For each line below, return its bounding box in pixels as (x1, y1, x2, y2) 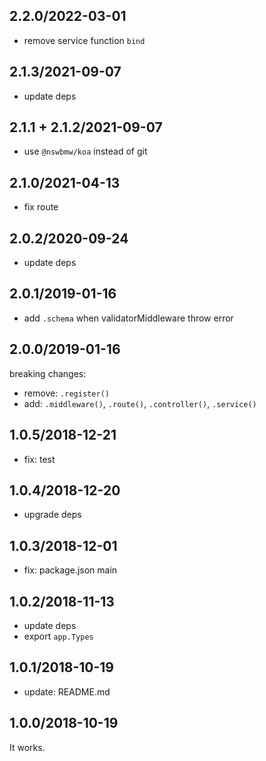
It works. (9, 741, 46, 753)
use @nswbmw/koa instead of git (23, 145, 148, 158)
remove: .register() (23, 387, 110, 399)
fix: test (23, 453, 56, 465)
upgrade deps (23, 509, 82, 521)
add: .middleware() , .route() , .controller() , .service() (23, 397, 257, 409)
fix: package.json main (23, 564, 118, 576)
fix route (23, 201, 59, 213)
